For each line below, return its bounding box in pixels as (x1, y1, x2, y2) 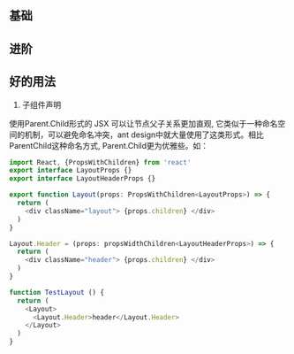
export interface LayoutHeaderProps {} (9, 174, 156, 183)
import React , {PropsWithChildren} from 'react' (9, 158, 192, 166)
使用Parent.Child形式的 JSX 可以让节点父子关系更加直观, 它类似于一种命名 (9, 118, 278, 128)
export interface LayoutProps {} (9, 166, 132, 175)
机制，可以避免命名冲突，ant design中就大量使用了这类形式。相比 (24, 129, 265, 140)
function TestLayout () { (9, 288, 104, 296)
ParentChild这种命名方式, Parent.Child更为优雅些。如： (9, 140, 209, 150)
